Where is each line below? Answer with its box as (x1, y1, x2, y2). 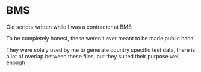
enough (6, 59, 25, 66)
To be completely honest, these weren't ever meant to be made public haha (6, 35, 194, 42)
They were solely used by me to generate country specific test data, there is (6, 46, 196, 54)
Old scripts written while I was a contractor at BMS (6, 23, 132, 30)
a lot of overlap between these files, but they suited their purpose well (6, 52, 180, 60)
